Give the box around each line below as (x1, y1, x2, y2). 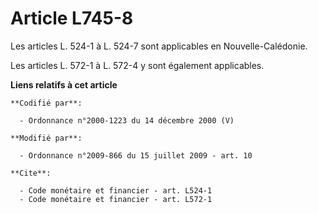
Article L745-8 (10, 7, 134, 30)
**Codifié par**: (10, 98, 83, 108)
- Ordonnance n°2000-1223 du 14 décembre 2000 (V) (19, 115, 235, 126)
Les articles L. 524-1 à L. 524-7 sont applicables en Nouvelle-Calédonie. (10, 40, 308, 52)
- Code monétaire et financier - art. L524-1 (19, 185, 213, 196)
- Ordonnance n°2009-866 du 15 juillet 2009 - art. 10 (19, 150, 253, 161)
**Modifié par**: (10, 133, 83, 143)
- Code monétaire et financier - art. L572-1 (19, 194, 213, 204)
